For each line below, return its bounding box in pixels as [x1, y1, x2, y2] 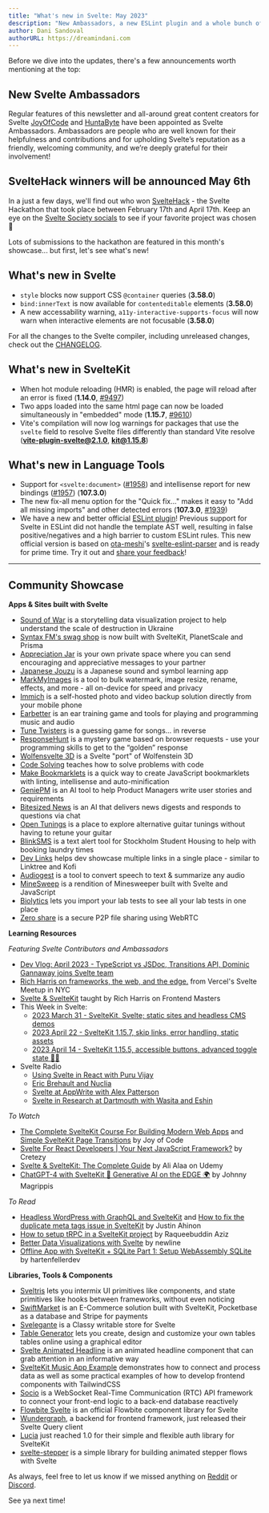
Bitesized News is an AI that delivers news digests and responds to [19, 803, 242, 812]
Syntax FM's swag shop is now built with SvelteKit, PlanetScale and [19, 632, 243, 642]
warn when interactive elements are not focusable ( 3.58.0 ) [19, 316, 215, 325]
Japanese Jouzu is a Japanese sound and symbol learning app [19, 666, 229, 676]
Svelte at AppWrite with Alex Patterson [31, 1087, 160, 1097]
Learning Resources [8, 928, 77, 938]
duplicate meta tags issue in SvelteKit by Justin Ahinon [19, 1221, 202, 1230]
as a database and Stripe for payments [19, 1311, 148, 1322]
